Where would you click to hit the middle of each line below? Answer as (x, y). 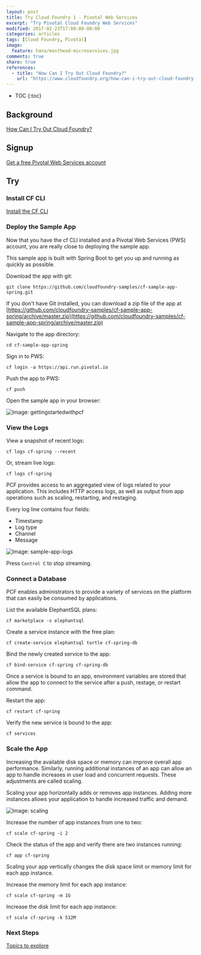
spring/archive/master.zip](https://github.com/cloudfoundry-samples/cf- (96, 316)
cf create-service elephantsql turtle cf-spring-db (72, 643)
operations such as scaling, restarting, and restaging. (72, 498)
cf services (21, 734)
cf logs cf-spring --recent (41, 452)
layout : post (22, 12)
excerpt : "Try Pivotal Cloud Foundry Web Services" (72, 23)
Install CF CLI (26, 199)
